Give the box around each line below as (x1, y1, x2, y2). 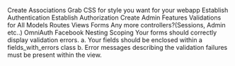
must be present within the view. (7, 51, 103, 59)
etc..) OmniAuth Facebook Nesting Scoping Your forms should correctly (7, 28, 217, 37)
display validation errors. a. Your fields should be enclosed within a (7, 36, 203, 44)
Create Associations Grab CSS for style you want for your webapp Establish (7, 6, 229, 14)
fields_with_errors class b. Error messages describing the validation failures (7, 44, 228, 51)
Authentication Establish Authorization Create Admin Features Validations (7, 13, 222, 22)
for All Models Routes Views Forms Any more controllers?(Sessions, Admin (7, 21, 226, 29)
